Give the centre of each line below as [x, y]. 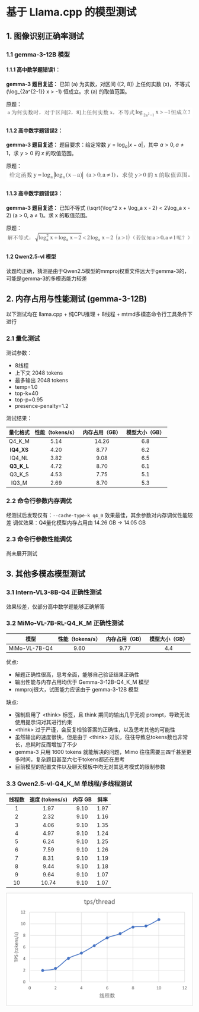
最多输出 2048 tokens [41, 380]
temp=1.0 [26, 386]
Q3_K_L [19, 466]
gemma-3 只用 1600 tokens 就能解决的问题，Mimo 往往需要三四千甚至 [100, 752]
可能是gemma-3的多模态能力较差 [47, 278]
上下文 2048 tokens [39, 373]
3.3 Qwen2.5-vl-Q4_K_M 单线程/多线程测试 [69, 784]
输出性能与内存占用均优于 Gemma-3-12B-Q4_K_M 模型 [82, 682]
